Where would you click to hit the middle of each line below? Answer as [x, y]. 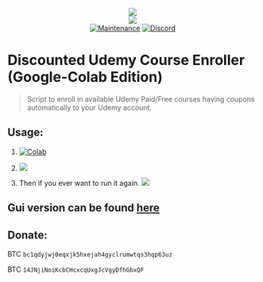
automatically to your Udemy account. [89, 107]
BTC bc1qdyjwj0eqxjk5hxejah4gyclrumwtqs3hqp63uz [90, 253]
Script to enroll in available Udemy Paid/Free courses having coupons [141, 99]
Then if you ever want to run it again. [79, 183]
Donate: [28, 235]
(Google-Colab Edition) [85, 77]
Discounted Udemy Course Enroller [126, 60]
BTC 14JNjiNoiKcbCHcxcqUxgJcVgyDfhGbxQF [76, 269]
